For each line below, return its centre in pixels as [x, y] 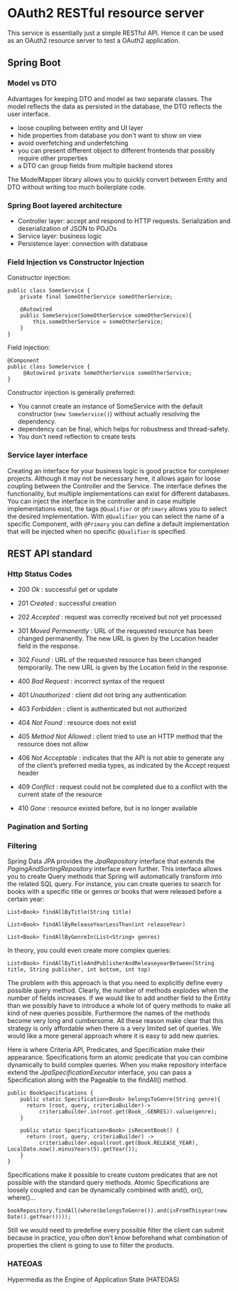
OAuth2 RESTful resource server [106, 13]
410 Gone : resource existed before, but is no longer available [107, 808]
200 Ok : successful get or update [68, 590]
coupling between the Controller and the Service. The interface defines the [117, 485]
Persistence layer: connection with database [82, 243]
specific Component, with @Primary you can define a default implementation [118, 524]
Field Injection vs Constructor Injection [76, 262]
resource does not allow [53, 744]
